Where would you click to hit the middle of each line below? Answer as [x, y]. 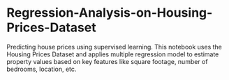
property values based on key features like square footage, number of [107, 61]
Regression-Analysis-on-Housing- [110, 13]
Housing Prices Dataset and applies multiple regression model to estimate [113, 54]
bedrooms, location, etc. [42, 69]
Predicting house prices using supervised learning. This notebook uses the [114, 47]
